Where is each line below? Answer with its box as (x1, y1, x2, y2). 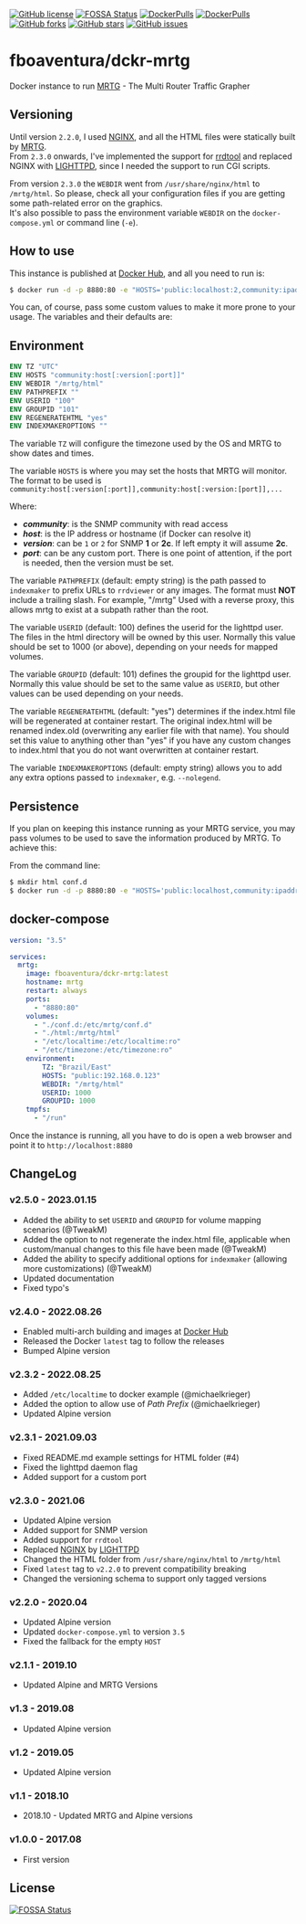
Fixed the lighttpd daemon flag (22, 1462, 138, 1473)
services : (9, 952, 47, 961)
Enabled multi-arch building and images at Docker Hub (22, 1326, 229, 1337)
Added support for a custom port (22, 1471, 148, 1482)
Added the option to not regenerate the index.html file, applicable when (22, 1233, 291, 1244)
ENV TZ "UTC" (9, 362, 59, 372)
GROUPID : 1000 (42, 1096, 96, 1105)
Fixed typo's (22, 1282, 70, 1293)
